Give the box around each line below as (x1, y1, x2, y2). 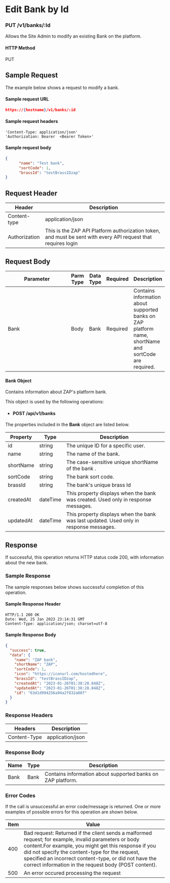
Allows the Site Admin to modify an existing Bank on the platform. (5, 33, 142, 39)
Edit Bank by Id (5, 4, 69, 15)
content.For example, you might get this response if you (23, 842, 156, 849)
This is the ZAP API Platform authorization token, (45, 227, 160, 234)
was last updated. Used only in (66, 517, 139, 524)
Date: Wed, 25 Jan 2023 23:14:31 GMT (5, 616, 85, 622)
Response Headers (5, 712, 53, 719)
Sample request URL (5, 96, 49, 102)
